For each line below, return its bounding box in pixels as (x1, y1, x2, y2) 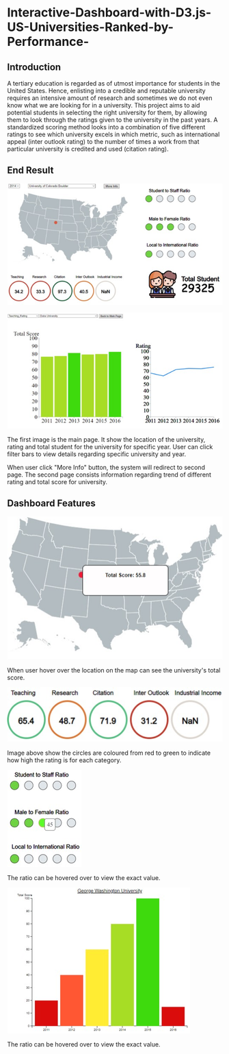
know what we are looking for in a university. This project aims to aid (7, 101, 200, 109)
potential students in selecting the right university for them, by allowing (7, 108, 207, 116)
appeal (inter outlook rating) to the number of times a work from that (7, 138, 200, 145)
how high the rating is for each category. (7, 756, 122, 764)
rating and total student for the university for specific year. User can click (7, 442, 213, 451)
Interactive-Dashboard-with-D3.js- (7, 5, 212, 21)
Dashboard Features (7, 498, 96, 510)
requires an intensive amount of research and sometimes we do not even (7, 94, 213, 102)
